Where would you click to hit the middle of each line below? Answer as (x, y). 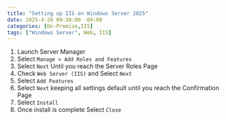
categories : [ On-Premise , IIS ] (50, 26)
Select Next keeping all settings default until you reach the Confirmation (118, 88)
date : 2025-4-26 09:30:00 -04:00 (55, 20)
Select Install (38, 102)
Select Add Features (45, 81)
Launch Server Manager (51, 52)
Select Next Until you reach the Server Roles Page (87, 66)
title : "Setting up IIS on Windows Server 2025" (78, 13)
